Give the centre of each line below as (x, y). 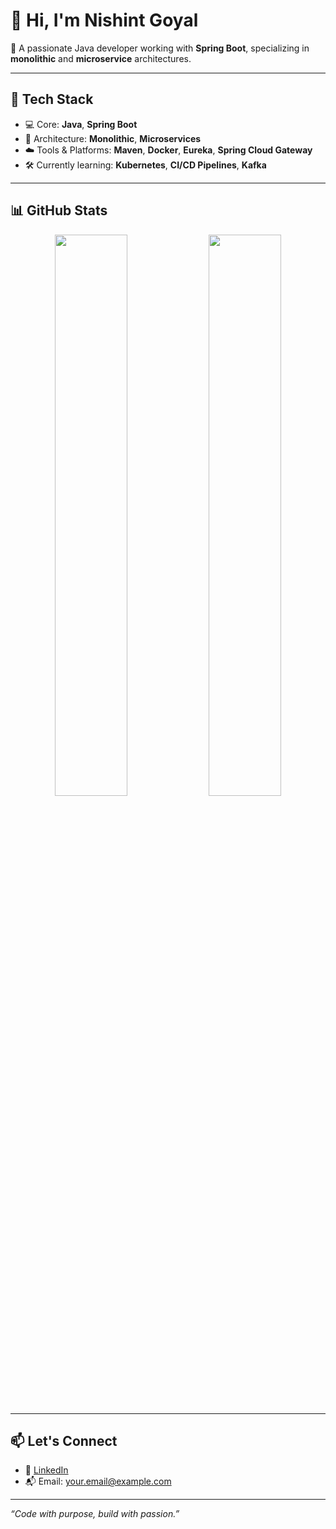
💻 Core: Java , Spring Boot (81, 124)
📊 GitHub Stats (59, 210)
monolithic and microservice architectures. (101, 58)
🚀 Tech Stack (52, 99)
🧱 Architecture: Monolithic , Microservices (113, 138)
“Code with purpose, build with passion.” (95, 1514)
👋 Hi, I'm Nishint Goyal (104, 20)
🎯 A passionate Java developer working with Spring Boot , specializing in (160, 48)
